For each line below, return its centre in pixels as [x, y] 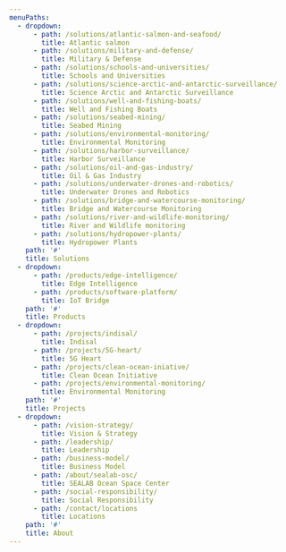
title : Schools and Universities [104, 76]
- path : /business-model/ [81, 459]
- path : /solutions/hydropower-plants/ [107, 234]
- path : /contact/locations [85, 508]
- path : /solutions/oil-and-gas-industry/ [113, 167]
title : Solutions [58, 259]
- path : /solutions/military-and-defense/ [113, 51]
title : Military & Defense [92, 59]
